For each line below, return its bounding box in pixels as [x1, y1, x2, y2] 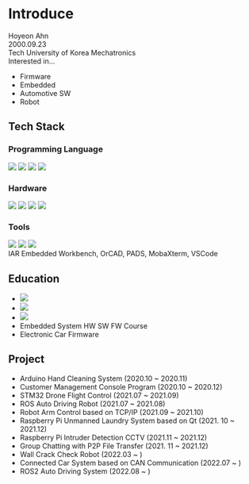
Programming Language [8, 144, 103, 155]
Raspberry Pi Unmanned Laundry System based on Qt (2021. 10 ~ [19, 416, 236, 425]
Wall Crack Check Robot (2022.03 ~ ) [19, 449, 143, 459]
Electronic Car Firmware [19, 330, 99, 340]
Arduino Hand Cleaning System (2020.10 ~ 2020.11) [19, 374, 188, 383]
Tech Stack [8, 120, 65, 133]
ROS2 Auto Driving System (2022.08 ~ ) [19, 466, 151, 476]
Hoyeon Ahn [8, 31, 49, 40]
